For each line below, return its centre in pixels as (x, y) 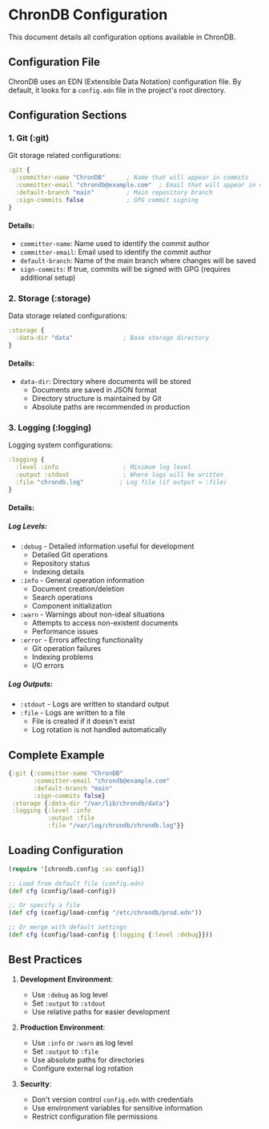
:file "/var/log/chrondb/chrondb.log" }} (116, 826)
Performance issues (65, 632)
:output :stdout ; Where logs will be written (120, 475)
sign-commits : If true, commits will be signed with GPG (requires (125, 269)
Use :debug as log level (70, 994)
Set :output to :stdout (69, 1003)
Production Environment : (62, 1027)
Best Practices (45, 960)
